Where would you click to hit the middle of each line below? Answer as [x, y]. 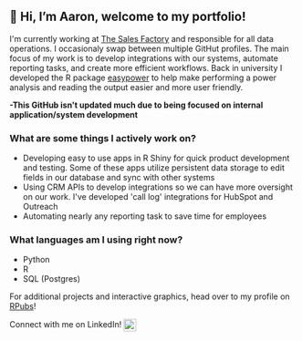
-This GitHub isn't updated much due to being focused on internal [136, 105]
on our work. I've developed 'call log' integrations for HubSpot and [148, 197]
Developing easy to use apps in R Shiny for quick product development [156, 158]
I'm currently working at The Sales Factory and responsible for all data [141, 38]
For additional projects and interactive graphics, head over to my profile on [150, 296]
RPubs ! [23, 306]
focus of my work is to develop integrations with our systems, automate [144, 58]
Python [36, 260]
